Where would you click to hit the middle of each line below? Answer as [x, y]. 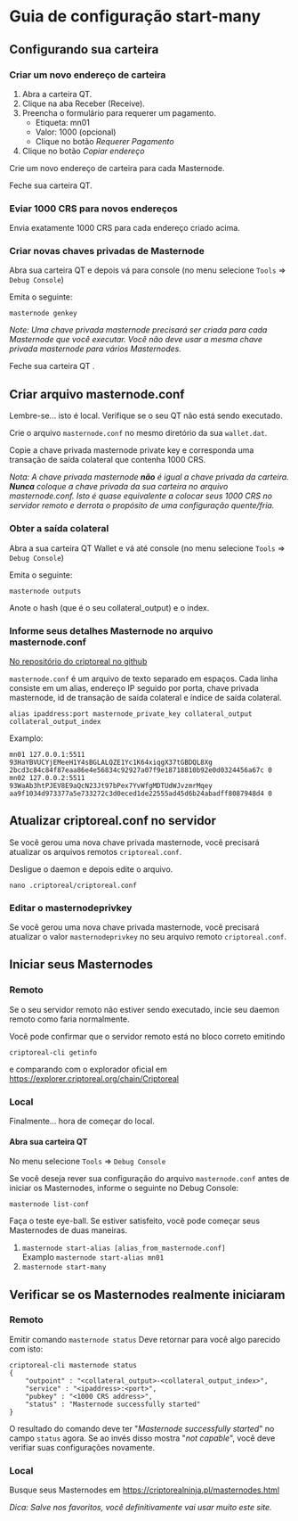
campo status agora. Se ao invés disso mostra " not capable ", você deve [142, 1438]
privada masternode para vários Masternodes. [96, 349]
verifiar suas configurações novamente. [82, 1447]
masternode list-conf [49, 1204]
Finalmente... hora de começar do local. [82, 1121]
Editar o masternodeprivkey [71, 908]
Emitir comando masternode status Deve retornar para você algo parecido [145, 1339]
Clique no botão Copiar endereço [83, 151]
